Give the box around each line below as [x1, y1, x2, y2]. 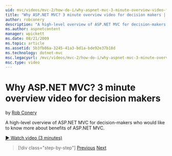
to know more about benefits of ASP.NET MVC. [5, 125, 105, 131]
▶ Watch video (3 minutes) [5, 135, 62, 141]
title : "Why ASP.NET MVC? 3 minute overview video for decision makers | [5, 12, 166, 17]
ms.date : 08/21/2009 [5, 36, 50, 41]
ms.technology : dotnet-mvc [5, 50, 63, 55]
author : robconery [5, 17, 45, 22]
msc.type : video [5, 60, 40, 65]
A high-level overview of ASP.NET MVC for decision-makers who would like [5, 120, 165, 126]
